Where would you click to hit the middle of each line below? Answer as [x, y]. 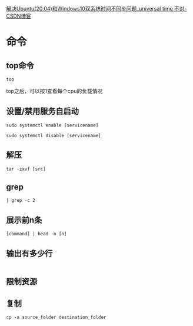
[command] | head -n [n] [36, 234]
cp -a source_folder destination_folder [56, 317]
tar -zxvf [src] [26, 169]
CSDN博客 [19, 16]
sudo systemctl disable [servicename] [54, 135]
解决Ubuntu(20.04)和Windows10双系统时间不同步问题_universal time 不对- [96, 9]
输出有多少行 [29, 253]
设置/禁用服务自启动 [43, 112]
